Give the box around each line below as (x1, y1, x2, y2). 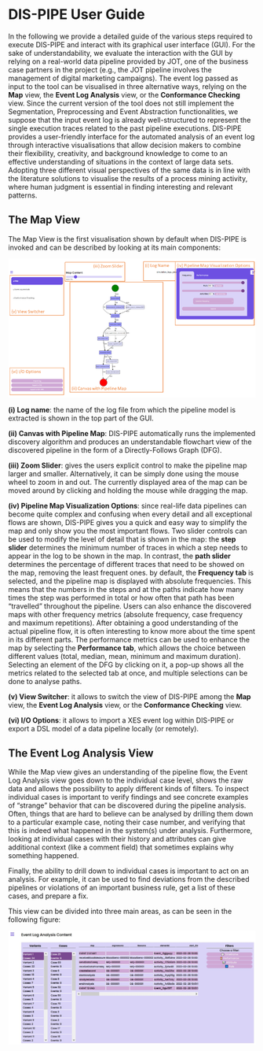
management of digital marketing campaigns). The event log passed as (8, 73, 239, 83)
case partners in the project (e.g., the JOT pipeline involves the (8, 65, 212, 74)
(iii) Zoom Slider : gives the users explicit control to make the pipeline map (8, 461, 247, 470)
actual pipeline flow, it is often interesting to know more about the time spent (8, 626, 255, 635)
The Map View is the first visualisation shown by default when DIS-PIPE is (8, 234, 247, 243)
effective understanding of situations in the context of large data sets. (8, 157, 234, 166)
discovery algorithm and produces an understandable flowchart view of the (8, 437, 253, 446)
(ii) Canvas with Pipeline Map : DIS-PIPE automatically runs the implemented (8, 428, 256, 438)
